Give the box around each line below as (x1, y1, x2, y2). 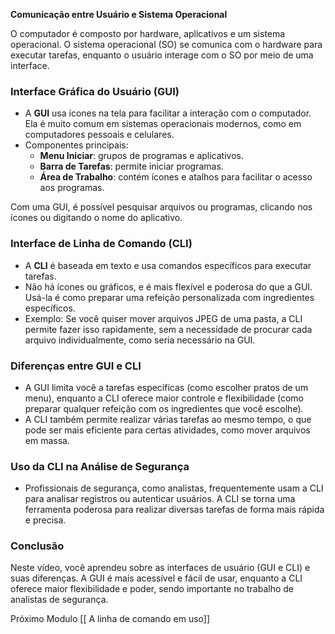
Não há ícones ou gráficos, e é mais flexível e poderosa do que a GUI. (24, 280, 313, 293)
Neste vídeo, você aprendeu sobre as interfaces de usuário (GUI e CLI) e (10, 562, 311, 574)
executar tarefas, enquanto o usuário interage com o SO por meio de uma (10, 49, 314, 61)
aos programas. (39, 182, 105, 194)
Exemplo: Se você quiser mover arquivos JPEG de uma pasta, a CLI (24, 312, 303, 324)
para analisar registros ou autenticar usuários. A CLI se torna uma (24, 493, 296, 505)
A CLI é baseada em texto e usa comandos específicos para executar (24, 259, 312, 271)
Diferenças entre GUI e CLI (10, 359, 142, 373)
